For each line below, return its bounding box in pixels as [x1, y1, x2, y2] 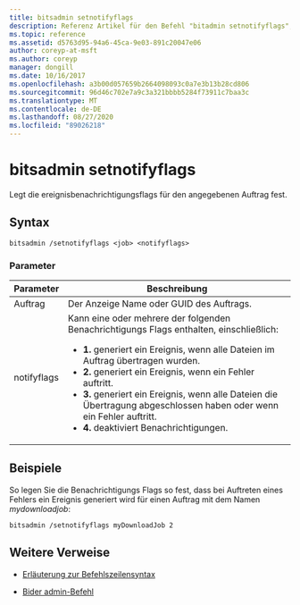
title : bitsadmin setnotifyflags [9, 13, 134, 22]
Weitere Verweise [9, 545, 111, 560]
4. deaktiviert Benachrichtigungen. [83, 422, 229, 434]
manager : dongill [9, 63, 74, 72]
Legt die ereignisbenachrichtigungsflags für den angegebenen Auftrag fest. [9, 189, 287, 199]
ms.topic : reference [9, 29, 87, 38]
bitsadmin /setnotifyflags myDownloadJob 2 [9, 520, 174, 530]
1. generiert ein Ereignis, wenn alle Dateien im [83, 343, 275, 356]
